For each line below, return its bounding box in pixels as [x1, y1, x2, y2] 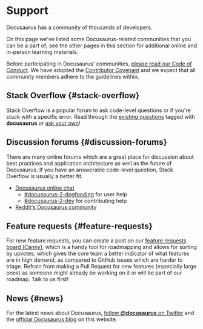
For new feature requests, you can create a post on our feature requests [6, 237, 187, 244]
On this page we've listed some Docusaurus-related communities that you [6, 35, 191, 42]
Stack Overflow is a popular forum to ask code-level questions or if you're [6, 107, 191, 114]
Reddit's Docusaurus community [15, 204, 97, 211]
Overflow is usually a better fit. [6, 172, 83, 179]
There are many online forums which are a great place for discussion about [6, 153, 194, 161]
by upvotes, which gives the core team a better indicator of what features [6, 250, 190, 258]
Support [6, 4, 48, 18]
